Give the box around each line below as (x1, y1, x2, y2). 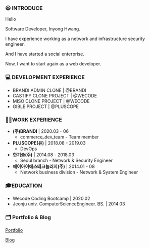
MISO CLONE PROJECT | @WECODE (12, 98, 90, 104)
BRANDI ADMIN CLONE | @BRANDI (12, 87, 87, 93)
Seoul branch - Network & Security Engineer (20, 157, 113, 163)
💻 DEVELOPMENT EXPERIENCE (5, 74, 85, 81)
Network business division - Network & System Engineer (20, 169, 138, 175)
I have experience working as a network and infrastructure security (5, 36, 145, 42)
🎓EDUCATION (5, 182, 42, 189)
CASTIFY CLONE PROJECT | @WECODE (12, 92, 97, 98)
